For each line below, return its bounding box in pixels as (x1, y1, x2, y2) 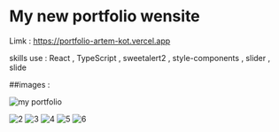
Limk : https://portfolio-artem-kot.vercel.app (9, 35, 171, 46)
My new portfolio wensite (9, 6, 201, 27)
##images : (9, 79, 50, 89)
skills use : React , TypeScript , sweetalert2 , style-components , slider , (9, 52, 271, 63)
